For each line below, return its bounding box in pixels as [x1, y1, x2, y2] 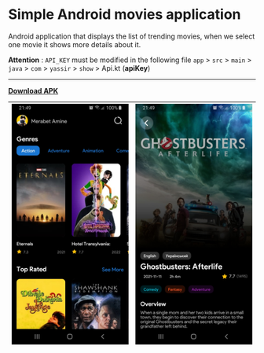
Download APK [8, 86, 59, 95]
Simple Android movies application [8, 6, 241, 24]
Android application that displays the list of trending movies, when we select [8, 31, 255, 41]
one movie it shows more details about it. [8, 39, 141, 49]
